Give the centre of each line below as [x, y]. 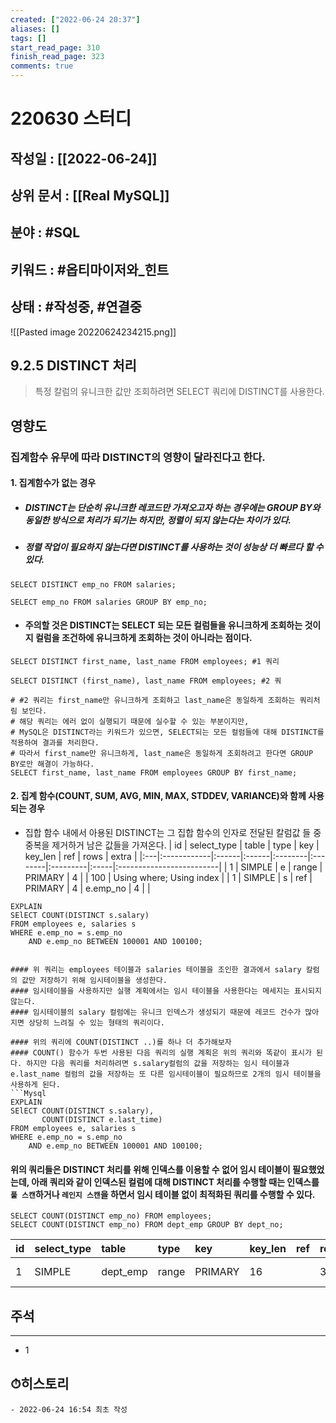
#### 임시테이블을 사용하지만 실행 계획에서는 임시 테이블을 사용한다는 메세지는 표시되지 [166, 991]
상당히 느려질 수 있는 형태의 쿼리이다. [97, 1023]
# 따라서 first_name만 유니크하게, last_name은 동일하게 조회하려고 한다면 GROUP [162, 753]
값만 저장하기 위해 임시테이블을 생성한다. [94, 981]
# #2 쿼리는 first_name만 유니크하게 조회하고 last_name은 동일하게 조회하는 [153, 700]
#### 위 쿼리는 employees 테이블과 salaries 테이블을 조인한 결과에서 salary [156, 970]
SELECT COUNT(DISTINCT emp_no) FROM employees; [111, 1216]
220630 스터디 [71, 118]
